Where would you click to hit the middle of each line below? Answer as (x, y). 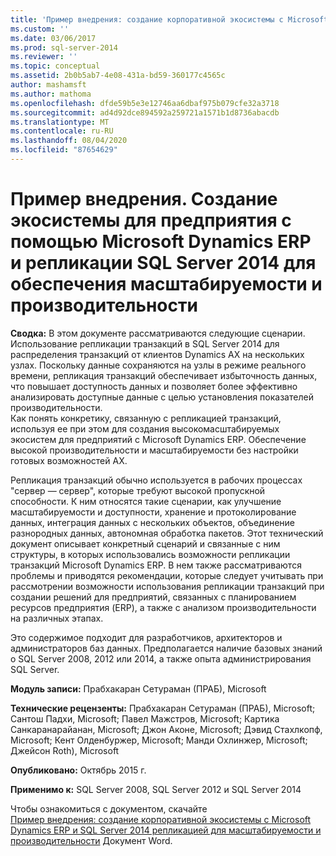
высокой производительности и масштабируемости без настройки (154, 450)
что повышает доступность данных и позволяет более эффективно (154, 386)
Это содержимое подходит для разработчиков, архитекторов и (146, 637)
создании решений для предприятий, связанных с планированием (153, 597)
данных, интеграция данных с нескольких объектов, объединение (153, 522)
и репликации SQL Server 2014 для (163, 263)
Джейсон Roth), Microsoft (65, 750)
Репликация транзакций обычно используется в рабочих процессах (156, 480)
